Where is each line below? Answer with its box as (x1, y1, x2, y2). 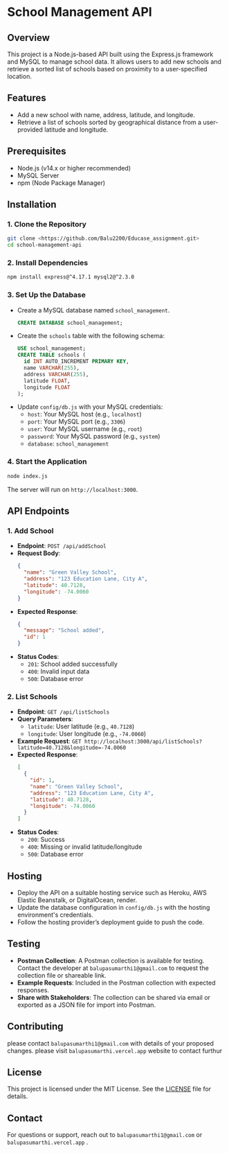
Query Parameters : (17, 715, 74, 723)
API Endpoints (7, 505, 70, 517)
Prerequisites (7, 146, 66, 157)
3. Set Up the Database (7, 290, 86, 300)
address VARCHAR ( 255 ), (24, 371, 89, 378)
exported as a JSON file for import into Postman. (17, 1001, 156, 1009)
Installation (7, 199, 57, 211)
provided (17, 125, 44, 134)
